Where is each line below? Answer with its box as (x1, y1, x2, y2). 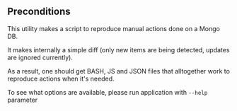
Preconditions (7, 6, 71, 18)
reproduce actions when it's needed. (7, 74, 115, 83)
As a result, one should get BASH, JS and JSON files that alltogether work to (7, 66, 230, 75)
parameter (7, 95, 38, 104)
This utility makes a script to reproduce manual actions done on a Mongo (7, 24, 221, 33)
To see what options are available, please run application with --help (7, 88, 208, 96)
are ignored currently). (7, 53, 73, 62)
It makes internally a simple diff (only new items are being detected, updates (7, 45, 230, 54)
